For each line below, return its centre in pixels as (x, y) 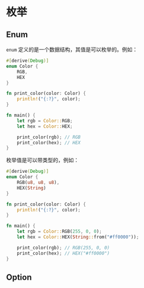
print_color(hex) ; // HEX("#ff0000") (63, 253)
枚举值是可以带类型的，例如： (42, 160)
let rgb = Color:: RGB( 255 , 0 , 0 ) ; (59, 232)
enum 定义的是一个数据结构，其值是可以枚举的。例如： (72, 49)
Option (19, 277)
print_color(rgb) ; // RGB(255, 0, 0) (63, 248)
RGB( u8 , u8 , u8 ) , (38, 182)
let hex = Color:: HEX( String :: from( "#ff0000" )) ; (78, 237)
